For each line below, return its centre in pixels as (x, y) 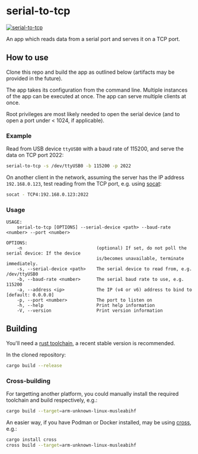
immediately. (22, 264)
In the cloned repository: (36, 355)
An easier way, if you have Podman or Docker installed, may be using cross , (99, 422)
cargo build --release (34, 365)
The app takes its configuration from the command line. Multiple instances (97, 90)
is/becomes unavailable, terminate (140, 259)
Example (19, 136)
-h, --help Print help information (86, 306)
